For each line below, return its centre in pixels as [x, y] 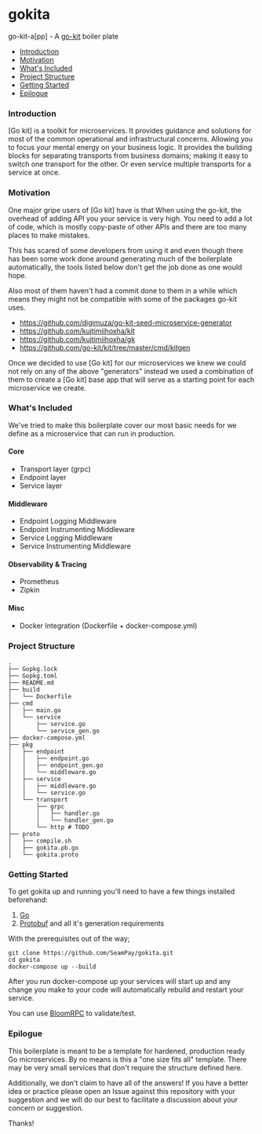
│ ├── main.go [35, 710]
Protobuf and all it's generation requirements [92, 923]
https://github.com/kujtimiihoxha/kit [77, 331]
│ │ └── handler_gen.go [61, 820]
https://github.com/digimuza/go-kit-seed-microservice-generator [126, 322]
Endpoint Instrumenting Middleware [77, 530]
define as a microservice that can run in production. [92, 433]
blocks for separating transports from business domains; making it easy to [128, 156]
